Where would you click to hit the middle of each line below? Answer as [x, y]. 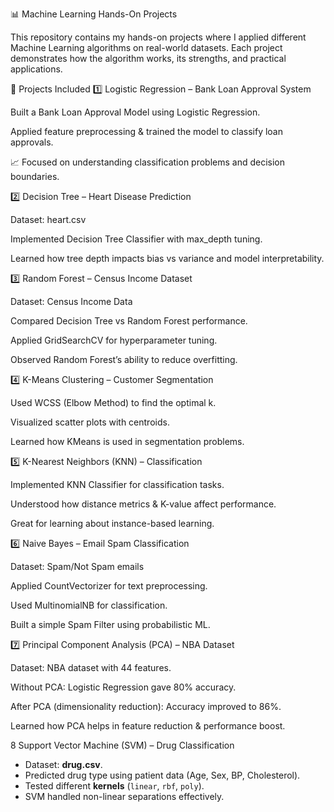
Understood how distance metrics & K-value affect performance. [143, 504]
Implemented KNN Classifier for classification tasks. [117, 484]
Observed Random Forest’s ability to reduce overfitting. [124, 359]
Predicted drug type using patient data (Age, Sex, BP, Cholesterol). [162, 775]
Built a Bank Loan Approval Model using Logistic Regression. [135, 112]
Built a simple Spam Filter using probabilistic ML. [110, 624]
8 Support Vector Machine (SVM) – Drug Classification [122, 745]
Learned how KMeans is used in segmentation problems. [127, 441]
